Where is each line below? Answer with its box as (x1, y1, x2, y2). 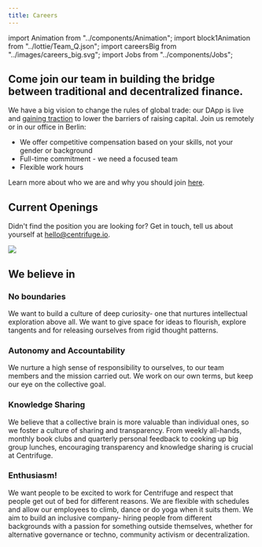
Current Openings (8, 200, 98, 214)
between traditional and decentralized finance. (8, 85, 244, 98)
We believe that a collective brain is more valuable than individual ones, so (8, 417, 249, 427)
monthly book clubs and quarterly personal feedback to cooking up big (8, 434, 238, 443)
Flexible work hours (19, 163, 84, 172)
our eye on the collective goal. (8, 380, 106, 389)
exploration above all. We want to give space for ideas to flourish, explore (8, 317, 246, 326)
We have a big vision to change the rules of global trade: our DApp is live (8, 105, 244, 115)
